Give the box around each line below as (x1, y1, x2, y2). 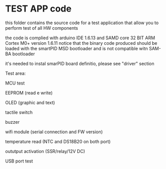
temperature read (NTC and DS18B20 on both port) (5, 138, 111, 144)
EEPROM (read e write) (5, 90, 53, 96)
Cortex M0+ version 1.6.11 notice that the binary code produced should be (5, 40, 157, 46)
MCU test (5, 80, 25, 86)
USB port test (5, 158, 34, 164)
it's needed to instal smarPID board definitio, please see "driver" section (5, 60, 154, 66)
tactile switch (5, 109, 33, 115)
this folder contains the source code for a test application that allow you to (5, 20, 159, 26)
